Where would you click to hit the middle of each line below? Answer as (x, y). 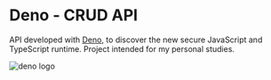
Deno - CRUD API (74, 15)
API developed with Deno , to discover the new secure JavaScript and (136, 40)
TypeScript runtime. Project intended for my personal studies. (122, 48)
